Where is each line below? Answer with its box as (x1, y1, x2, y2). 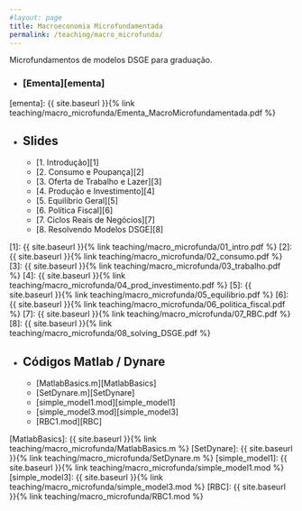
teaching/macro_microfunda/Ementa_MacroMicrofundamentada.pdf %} (9, 107, 277, 118)
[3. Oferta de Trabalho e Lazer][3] (35, 177, 162, 187)
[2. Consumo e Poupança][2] (35, 167, 144, 178)
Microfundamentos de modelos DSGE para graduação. (9, 55, 214, 66)
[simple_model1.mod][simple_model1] (35, 397, 176, 408)
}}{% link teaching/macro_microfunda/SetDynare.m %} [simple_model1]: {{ (9, 452, 288, 464)
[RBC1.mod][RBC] (35, 416, 102, 427)
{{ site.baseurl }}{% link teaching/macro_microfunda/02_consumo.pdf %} (9, 251, 283, 262)
